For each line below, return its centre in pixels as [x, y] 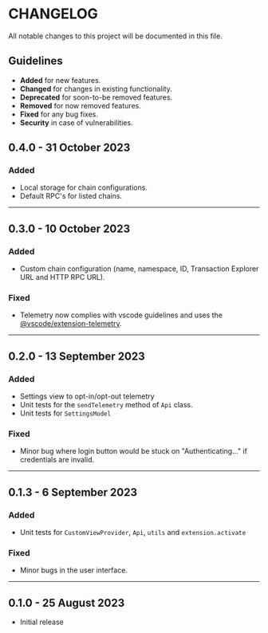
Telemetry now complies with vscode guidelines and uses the [121, 315]
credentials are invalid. [57, 460]
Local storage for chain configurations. [83, 187]
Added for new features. [60, 80]
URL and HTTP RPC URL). [62, 277]
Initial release [41, 622]
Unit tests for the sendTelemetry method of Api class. [106, 405]
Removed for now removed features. [80, 105]
